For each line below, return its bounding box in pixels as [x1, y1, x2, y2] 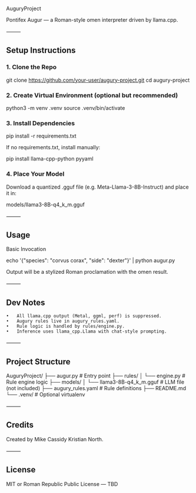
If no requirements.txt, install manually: [6, 144, 101, 151]
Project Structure [6, 357, 71, 367]
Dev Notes [6, 297, 45, 307]
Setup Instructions [6, 45, 76, 55]
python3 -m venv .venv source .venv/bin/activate [6, 104, 125, 111]
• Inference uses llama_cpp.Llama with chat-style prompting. [6, 328, 167, 334]
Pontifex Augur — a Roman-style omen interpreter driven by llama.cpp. [6, 16, 178, 23]
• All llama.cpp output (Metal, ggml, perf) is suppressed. [6, 313, 162, 319]
